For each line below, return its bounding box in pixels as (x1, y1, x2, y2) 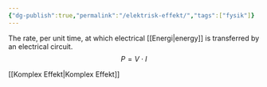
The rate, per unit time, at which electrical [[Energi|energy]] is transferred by (8, 33, 260, 43)
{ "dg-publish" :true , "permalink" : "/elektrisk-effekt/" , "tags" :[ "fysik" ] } (8, 11, 255, 20)
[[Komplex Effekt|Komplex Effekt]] (8, 69, 120, 79)
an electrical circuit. (8, 41, 73, 51)
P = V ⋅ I (120, 54, 147, 63)
